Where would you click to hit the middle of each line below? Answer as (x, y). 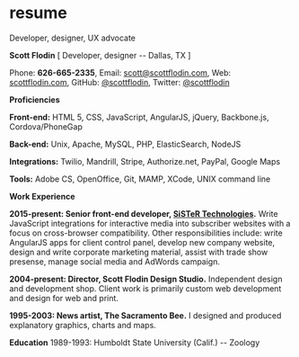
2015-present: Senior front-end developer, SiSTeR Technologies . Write (144, 213)
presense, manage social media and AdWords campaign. (115, 261)
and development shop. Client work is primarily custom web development (145, 288)
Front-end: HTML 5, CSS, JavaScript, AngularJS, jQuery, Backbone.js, (139, 117)
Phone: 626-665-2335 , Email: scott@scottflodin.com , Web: (120, 72)
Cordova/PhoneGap (46, 126)
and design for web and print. (64, 298)
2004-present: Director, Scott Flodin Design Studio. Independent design (146, 279)
